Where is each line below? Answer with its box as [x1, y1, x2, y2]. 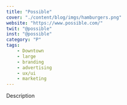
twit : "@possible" [6, 25, 52, 32]
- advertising [17, 64, 52, 71]
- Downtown [17, 48, 44, 54]
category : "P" [6, 37, 42, 43]
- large [17, 53, 36, 59]
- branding [17, 59, 44, 65]
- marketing [17, 76, 47, 82]
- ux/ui [17, 70, 36, 76]
